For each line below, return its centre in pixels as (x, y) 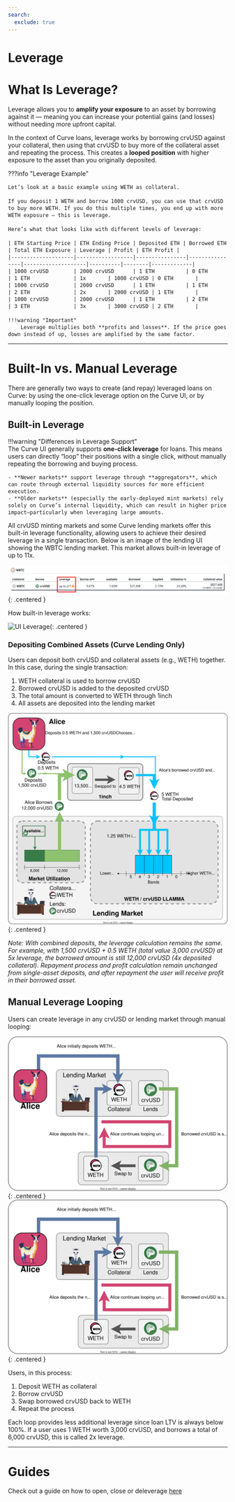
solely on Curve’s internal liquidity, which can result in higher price (117, 506)
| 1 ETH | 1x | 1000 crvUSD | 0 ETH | (103, 278)
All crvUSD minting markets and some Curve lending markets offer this (109, 526)
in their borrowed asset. (42, 980)
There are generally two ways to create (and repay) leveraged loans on (110, 388)
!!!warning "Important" (43, 320)
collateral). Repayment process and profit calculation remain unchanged (113, 965)
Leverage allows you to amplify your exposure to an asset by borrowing (112, 109)
